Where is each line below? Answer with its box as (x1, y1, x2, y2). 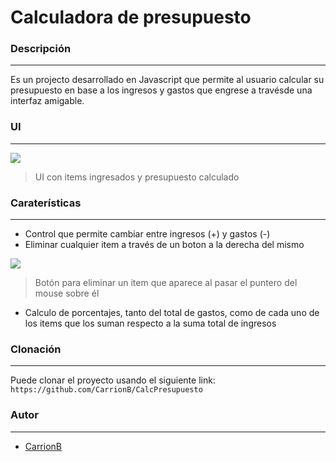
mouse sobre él (34, 287, 100, 300)
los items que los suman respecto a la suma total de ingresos (24, 317, 277, 330)
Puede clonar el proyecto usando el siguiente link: (10, 374, 216, 386)
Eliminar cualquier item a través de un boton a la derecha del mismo (24, 239, 305, 251)
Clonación (10, 342, 62, 356)
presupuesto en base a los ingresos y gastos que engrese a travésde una (10, 84, 313, 96)
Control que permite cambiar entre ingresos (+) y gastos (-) (24, 228, 271, 240)
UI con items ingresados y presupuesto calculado (34, 171, 240, 183)
